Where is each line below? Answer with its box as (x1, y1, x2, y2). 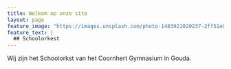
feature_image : (7, 23, 51, 29)
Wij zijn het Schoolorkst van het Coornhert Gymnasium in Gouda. (7, 54, 192, 62)
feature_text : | (7, 29, 54, 36)
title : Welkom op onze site (7, 10, 88, 17)
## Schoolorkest (13, 36, 60, 42)
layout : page (7, 16, 45, 23)
